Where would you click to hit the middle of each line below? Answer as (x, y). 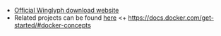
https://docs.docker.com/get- (171, 18)
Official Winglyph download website (66, 10)
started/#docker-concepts (53, 25)
